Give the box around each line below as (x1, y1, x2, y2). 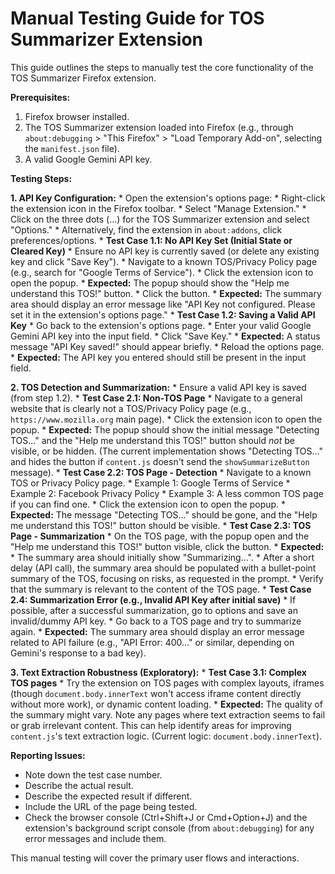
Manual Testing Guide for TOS (10, 7, 265, 30)
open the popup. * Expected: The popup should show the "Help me (10, 277, 290, 289)
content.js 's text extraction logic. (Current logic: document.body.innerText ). (10, 730, 323, 742)
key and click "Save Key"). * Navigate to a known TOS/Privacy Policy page (10, 255, 318, 267)
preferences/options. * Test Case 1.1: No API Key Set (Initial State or (10, 234, 293, 246)
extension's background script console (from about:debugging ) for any (24, 822, 315, 834)
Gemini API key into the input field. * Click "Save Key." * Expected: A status (10, 330, 321, 342)
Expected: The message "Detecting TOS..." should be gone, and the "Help (10, 508, 318, 521)
